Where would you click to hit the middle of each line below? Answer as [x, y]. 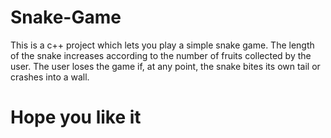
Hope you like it [76, 117]
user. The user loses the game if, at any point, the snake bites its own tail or [165, 66]
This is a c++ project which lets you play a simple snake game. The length [162, 45]
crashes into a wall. [50, 77]
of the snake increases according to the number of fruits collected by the [161, 55]
